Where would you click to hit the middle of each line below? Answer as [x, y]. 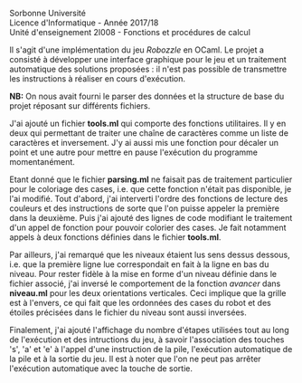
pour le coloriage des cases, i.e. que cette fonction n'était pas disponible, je [151, 189]
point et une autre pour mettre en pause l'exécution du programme [133, 152]
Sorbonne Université [47, 13]
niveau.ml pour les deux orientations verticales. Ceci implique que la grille [148, 293]
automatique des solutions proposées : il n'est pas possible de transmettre [148, 69]
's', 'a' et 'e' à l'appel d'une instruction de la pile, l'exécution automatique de [151, 349]
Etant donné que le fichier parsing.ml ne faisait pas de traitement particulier [151, 179]
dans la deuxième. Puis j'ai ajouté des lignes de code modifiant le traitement [151, 218]
